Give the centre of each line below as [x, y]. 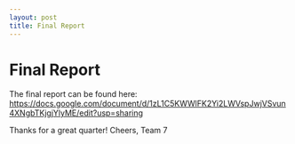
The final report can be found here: [73, 94]
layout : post [33, 17]
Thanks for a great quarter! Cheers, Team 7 [88, 131]
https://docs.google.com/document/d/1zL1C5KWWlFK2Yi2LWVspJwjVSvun [147, 104]
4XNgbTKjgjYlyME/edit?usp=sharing [76, 113]
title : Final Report [48, 26]
